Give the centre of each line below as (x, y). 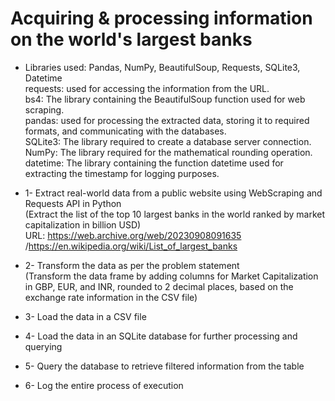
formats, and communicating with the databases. (125, 131)
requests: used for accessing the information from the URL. (147, 88)
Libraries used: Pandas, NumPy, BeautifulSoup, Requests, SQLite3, (162, 67)
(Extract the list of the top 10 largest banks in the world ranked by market (175, 214)
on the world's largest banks (131, 39)
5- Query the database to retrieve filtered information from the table (164, 366)
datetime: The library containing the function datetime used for (154, 163)
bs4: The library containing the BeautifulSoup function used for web (165, 99)
